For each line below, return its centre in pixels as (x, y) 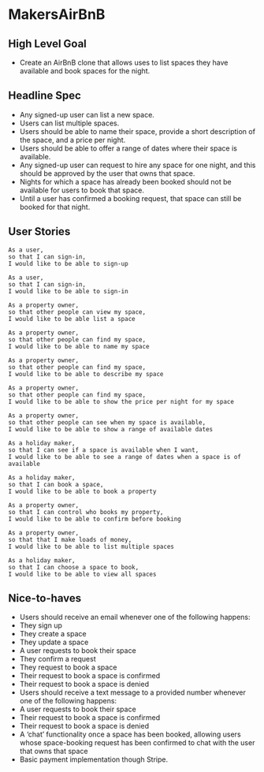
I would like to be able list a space (72, 319)
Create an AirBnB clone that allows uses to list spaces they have (124, 62)
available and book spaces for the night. (85, 71)
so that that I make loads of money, (70, 539)
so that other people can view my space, (77, 312)
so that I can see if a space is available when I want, (104, 450)
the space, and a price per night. (73, 140)
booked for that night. (55, 207)
